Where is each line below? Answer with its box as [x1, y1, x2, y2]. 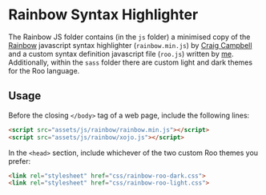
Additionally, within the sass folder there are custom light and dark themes [8, 58, 253, 67]
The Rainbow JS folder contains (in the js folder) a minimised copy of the [8, 32, 251, 42]
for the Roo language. [8, 66, 80, 75]
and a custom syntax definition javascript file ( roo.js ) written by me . [8, 49, 234, 58]
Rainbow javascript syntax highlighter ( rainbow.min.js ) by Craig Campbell [8, 40, 252, 50]
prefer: [8, 156, 31, 165]
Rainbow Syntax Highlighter [8, 6, 199, 24]
